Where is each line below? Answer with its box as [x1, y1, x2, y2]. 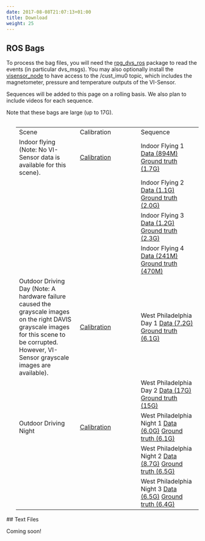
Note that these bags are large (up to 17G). [6, 109, 113, 116]
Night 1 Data [140, 419, 177, 428]
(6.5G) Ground [140, 493, 183, 501]
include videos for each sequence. [6, 97, 93, 105]
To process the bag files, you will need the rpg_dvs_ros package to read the [6, 59, 197, 67]
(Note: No [19, 145, 47, 154]
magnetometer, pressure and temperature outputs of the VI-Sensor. [6, 79, 176, 86]
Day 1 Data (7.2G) [140, 319, 193, 328]
